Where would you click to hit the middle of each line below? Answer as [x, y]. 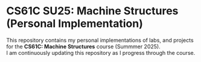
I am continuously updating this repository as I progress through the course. [101, 52]
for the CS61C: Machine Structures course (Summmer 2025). [84, 46]
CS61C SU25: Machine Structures [92, 11]
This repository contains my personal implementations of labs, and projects [100, 40]
